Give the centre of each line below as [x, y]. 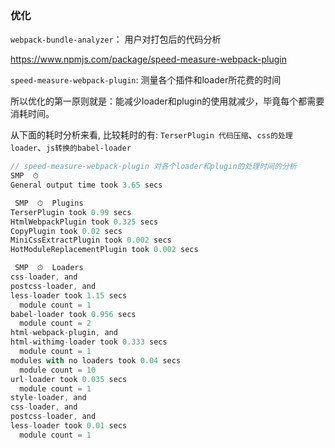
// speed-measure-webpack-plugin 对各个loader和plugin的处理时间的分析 [153, 167]
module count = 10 [58, 370]
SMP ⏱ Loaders [49, 268]
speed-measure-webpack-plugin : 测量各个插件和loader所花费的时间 [146, 80]
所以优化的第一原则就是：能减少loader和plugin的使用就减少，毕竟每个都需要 [167, 101]
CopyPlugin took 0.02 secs [66, 231]
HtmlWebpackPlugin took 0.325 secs [84, 222]
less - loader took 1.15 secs [69, 295]
